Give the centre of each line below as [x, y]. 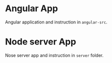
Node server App [41, 42]
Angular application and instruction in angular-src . [56, 22]
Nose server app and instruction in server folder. [55, 55]
